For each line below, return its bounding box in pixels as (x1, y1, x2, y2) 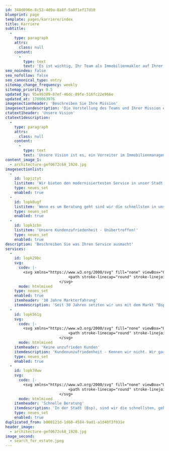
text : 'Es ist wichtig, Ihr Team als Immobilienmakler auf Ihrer (23, 63, 163, 69)
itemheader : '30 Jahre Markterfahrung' (14, 298, 98, 303)
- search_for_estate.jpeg (10, 438, 64, 443)
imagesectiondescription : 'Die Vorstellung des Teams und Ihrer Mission (5, 106, 161, 111)
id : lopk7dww (14, 368, 42, 373)
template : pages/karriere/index (5, 17, 73, 22)
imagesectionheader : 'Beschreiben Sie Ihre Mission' (5, 101, 118, 106)
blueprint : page (5, 12, 39, 17)
